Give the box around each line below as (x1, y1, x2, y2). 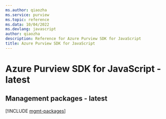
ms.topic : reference (5, 17, 50, 22)
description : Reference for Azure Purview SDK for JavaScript (5, 36, 141, 42)
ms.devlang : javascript (5, 27, 57, 32)
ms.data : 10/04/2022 (5, 22, 50, 27)
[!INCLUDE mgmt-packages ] (5, 108, 66, 114)
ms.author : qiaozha (5, 7, 47, 13)
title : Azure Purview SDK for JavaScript (5, 41, 96, 46)
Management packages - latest (5, 94, 108, 103)
